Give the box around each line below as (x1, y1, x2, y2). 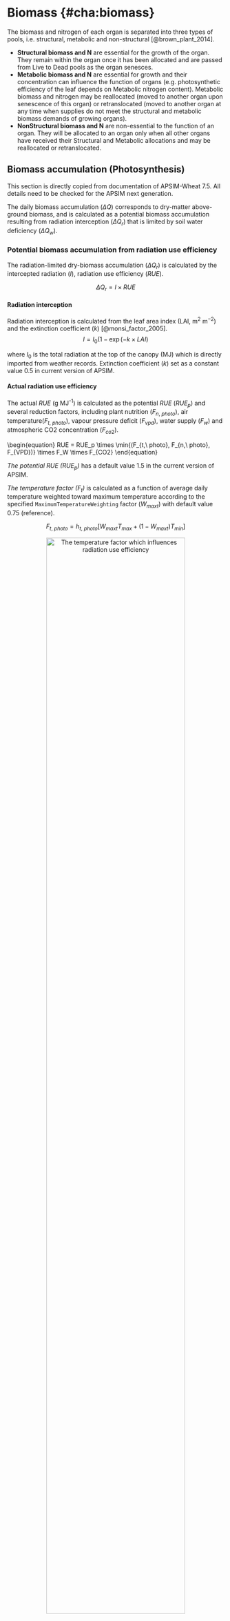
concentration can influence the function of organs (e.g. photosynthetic (17, 77, 220, 86)
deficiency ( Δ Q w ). (7, 226, 58, 236)
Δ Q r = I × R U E (96, 283, 136, 293)
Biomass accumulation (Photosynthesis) (7, 163, 185, 175)
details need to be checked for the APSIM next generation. (7, 189, 174, 197)
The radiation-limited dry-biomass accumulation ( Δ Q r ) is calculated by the (7, 261, 218, 270)
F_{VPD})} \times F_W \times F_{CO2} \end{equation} (7, 448, 158, 456)
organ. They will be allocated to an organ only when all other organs (17, 129, 211, 137)
